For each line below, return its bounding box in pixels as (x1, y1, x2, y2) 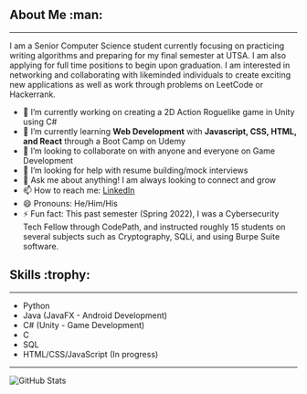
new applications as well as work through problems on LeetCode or (9, 79, 263, 90)
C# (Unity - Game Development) (22, 319, 145, 330)
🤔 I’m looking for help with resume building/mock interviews (22, 165, 249, 176)
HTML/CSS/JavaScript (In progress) (22, 348, 159, 359)
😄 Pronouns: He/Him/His (22, 197, 119, 208)
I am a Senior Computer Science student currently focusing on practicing (9, 40, 285, 51)
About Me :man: (9, 7, 103, 23)
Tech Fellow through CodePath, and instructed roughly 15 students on (22, 221, 286, 232)
